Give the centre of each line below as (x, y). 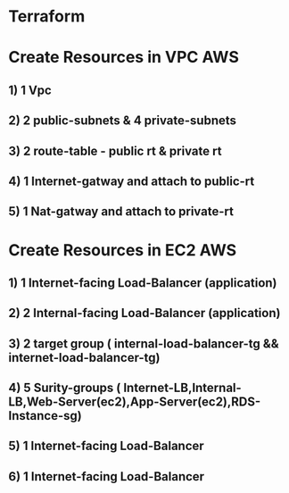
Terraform (47, 17)
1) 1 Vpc (30, 90)
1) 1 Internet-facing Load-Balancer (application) (143, 283)
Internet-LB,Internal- (182, 388)
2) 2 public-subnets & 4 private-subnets (123, 121)
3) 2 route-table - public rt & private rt (115, 150)
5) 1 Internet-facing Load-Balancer (106, 446)
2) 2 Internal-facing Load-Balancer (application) (144, 313)
